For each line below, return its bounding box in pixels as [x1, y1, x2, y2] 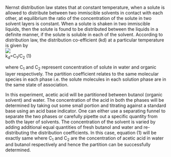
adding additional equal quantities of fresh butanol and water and [5, 124, 143, 130]
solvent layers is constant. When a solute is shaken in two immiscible [5, 20, 151, 27]
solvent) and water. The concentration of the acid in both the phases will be [5, 97, 164, 103]
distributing [5, 129, 30, 136]
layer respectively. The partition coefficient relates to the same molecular [5, 71, 159, 77]
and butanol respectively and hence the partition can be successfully [5, 142, 151, 148]
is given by [5, 42, 28, 48]
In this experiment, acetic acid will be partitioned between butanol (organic [5, 92, 163, 98]
